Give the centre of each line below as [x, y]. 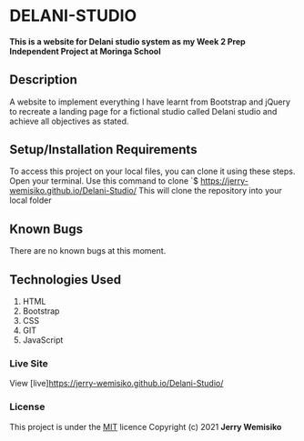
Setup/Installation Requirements [103, 150]
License [27, 407]
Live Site [29, 363]
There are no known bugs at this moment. [88, 251]
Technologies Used [65, 280]
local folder [30, 200]
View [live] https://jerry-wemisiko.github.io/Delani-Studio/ [117, 384]
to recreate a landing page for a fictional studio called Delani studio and [143, 111]
